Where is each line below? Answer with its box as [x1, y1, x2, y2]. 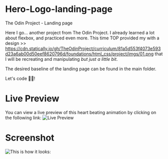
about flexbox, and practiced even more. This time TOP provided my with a [5, 35, 159, 41]
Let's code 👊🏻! [5, 75, 35, 81]
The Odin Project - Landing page [5, 20, 73, 26]
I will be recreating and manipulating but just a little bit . [5, 56, 118, 62]
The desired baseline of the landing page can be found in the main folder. [5, 66, 156, 72]
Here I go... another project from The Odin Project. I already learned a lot [5, 29, 155, 35]
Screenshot [5, 132, 54, 144]
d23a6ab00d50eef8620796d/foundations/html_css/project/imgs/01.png [5, 51, 154, 57]
